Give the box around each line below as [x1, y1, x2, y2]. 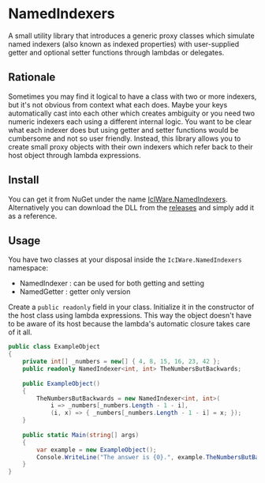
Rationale [8, 70, 56, 84]
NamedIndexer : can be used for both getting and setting [19, 278, 205, 289]
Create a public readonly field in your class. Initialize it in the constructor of [8, 302, 255, 312]
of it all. [8, 327, 33, 337]
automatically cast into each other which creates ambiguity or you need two [8, 108, 255, 118]
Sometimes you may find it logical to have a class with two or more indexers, [8, 92, 257, 101]
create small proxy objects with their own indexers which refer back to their [8, 142, 253, 151]
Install [8, 173, 39, 187]
